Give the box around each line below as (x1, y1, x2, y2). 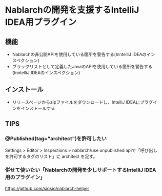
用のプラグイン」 (5, 174, 45, 181)
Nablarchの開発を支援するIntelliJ (5, 4, 139, 16)
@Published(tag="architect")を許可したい (5, 135, 107, 142)
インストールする (20, 105, 55, 111)
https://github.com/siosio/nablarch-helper (5, 185, 89, 191)
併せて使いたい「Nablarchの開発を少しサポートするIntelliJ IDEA (5, 167, 156, 174)
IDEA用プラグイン (5, 17, 77, 28)
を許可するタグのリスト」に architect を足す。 (5, 153, 98, 159)
